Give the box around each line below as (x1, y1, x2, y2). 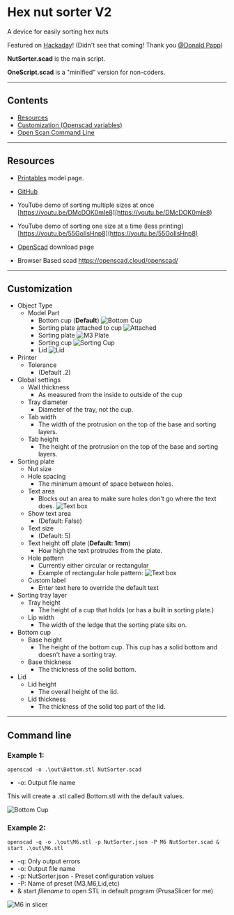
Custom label (27, 576, 66, 584)
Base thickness (27, 658, 72, 666)
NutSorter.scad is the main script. (7, 54, 106, 63)
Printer (17, 354, 37, 362)
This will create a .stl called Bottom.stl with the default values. (7, 792, 185, 800)
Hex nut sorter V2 (7, 4, 112, 20)
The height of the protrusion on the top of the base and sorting (38, 442, 219, 451)
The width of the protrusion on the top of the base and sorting (38, 420, 217, 428)
